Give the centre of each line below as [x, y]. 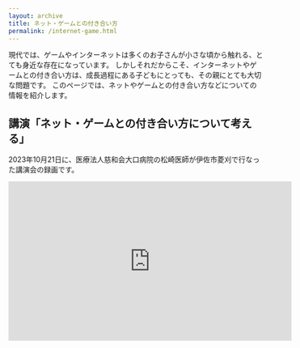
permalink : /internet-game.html [63, 31]
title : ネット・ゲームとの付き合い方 [63, 23]
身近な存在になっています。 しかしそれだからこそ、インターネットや [136, 65]
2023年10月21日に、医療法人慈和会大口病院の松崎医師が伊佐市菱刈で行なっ [134, 159]
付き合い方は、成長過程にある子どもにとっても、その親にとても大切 [149, 75]
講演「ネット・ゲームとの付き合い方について [120, 123]
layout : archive [36, 16]
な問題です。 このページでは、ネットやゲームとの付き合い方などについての [133, 85]
